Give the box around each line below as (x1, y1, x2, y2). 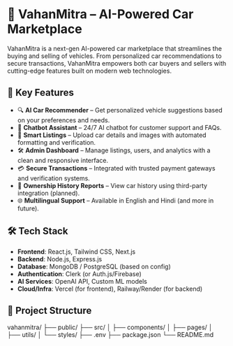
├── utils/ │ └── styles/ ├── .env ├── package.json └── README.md (7, 331, 214, 339)
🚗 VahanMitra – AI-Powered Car (7, 6, 194, 22)
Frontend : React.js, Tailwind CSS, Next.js (17, 247, 136, 256)
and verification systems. (17, 174, 91, 182)
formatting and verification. (17, 138, 96, 146)
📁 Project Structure (7, 304, 92, 317)
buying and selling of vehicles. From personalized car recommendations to (7, 52, 222, 60)
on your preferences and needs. (17, 115, 110, 124)
